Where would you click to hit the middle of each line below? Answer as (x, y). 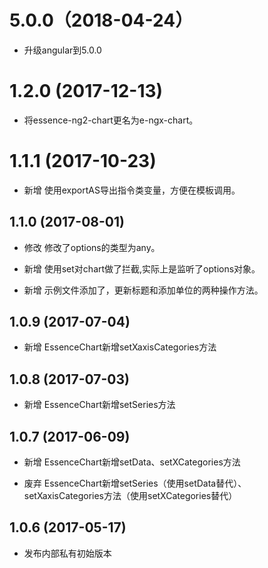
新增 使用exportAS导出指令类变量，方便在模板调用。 (132, 190)
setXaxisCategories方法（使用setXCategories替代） (130, 496)
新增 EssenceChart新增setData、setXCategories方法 (132, 462)
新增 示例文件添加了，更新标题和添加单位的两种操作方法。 (143, 290)
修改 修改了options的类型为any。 (92, 247)
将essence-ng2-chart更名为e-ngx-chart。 (111, 120)
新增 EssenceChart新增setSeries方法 (99, 405)
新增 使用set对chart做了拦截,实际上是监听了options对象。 (142, 268)
